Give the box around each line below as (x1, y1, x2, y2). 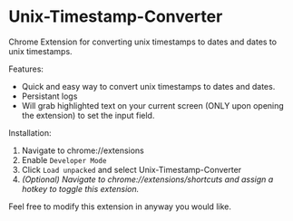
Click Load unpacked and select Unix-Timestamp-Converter (21, 164, 242, 175)
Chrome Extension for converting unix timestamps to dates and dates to (8, 36, 278, 47)
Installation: (8, 127, 52, 138)
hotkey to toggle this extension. (21, 183, 140, 194)
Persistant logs (21, 91, 78, 101)
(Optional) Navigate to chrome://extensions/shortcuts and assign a (21, 174, 274, 185)
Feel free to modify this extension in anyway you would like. (8, 201, 232, 212)
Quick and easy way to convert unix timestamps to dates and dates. (21, 81, 276, 91)
